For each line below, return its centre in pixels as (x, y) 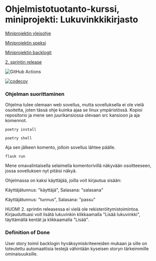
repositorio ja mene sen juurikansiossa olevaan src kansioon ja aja (73, 115)
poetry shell (19, 138)
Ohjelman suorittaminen (35, 94)
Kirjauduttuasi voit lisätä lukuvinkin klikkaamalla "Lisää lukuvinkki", (73, 215)
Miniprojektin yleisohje (28, 33)
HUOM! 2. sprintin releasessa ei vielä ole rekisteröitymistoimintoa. (72, 209)
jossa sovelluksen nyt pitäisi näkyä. (41, 171)
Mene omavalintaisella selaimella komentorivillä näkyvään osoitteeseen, (78, 166)
